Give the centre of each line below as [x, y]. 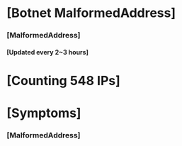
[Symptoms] [44, 113]
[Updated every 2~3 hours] [48, 52]
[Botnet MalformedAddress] [91, 13]
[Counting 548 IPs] [64, 80]
